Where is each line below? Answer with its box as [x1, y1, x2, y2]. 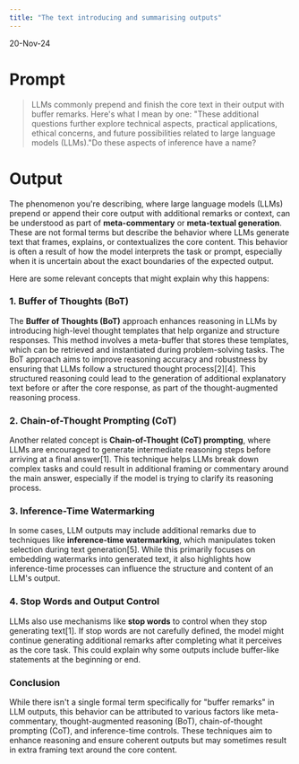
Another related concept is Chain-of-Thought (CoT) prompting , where [9, 435, 271, 445]
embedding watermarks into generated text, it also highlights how [9, 554, 252, 565]
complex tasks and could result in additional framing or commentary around [9, 463, 289, 474]
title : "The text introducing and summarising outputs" [9, 13, 222, 22]
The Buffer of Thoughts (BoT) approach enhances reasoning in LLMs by [9, 315, 278, 326]
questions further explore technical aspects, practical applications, [30, 118, 278, 128]
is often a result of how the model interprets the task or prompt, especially [9, 246, 283, 257]
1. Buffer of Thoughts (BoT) [9, 295, 130, 308]
